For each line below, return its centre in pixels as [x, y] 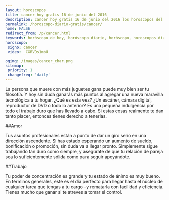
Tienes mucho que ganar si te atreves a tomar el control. [64, 192]
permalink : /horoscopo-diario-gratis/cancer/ [54, 24]
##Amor [14, 126]
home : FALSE [18, 29]
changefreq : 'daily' [29, 75]
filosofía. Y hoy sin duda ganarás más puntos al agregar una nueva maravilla [84, 94]
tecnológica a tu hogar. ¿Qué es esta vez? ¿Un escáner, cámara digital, [79, 100]
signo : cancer [22, 47]
